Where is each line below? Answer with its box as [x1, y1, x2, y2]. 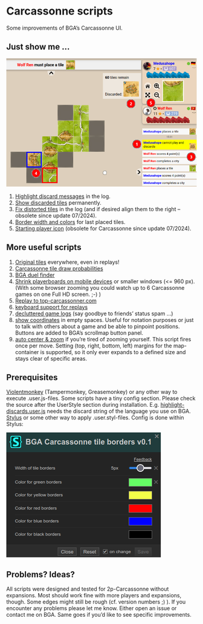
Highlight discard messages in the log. [14, 192, 111, 200]
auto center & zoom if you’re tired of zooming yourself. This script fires [14, 335, 192, 343]
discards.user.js [6, 407, 46, 415]
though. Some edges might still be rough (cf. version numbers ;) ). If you [6, 598, 186, 606]
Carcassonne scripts [6, 4, 114, 18]
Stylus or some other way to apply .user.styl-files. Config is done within [6, 414, 184, 421]
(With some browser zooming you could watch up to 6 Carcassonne [14, 284, 185, 291]
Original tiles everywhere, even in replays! [14, 258, 120, 266]
